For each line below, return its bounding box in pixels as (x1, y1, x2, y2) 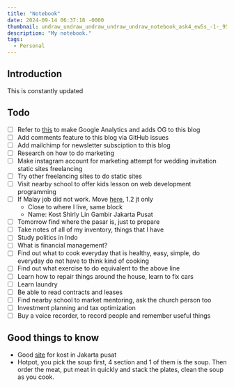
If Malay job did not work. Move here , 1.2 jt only (17, 195, 153, 204)
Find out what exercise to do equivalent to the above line (17, 264, 180, 273)
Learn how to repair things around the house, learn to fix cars (17, 272, 194, 280)
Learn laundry (17, 280, 58, 289)
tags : (7, 36, 23, 43)
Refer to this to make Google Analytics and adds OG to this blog (17, 125, 201, 134)
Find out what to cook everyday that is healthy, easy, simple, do (17, 249, 201, 257)
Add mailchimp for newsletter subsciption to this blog (17, 140, 171, 149)
